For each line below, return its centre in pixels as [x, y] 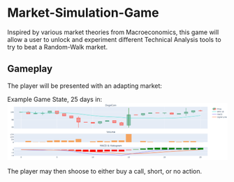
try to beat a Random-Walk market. [58, 47]
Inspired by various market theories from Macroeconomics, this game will [113, 32]
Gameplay [30, 69]
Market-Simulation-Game [83, 13]
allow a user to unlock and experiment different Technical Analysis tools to [114, 39]
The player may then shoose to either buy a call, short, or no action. [105, 172]
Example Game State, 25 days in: [55, 99]
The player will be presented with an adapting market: [85, 86]
